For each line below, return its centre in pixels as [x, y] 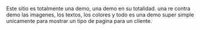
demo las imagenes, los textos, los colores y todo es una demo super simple [100, 15]
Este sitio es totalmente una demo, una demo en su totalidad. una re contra [99, 9]
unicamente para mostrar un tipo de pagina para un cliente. [79, 21]
